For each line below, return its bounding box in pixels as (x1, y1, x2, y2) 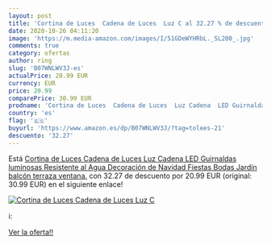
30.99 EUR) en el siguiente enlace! (8, 179, 123, 189)
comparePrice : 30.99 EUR (8, 94, 92, 102)
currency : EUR (8, 79, 56, 87)
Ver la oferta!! (8, 227, 54, 237)
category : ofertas (8, 49, 70, 57)
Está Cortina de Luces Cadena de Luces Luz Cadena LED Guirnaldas (8, 154, 237, 163)
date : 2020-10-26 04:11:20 (8, 27, 99, 35)
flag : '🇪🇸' (8, 117, 48, 125)
